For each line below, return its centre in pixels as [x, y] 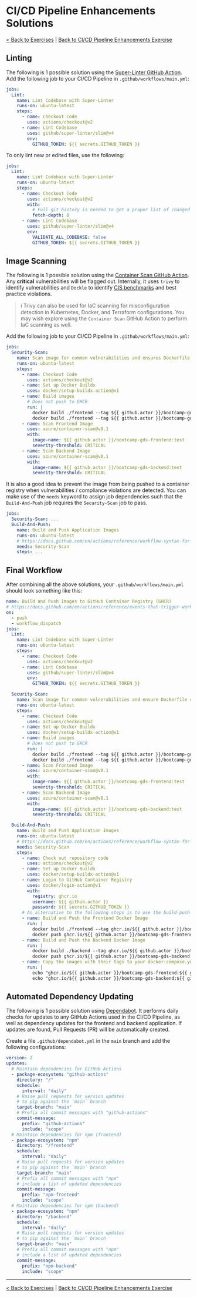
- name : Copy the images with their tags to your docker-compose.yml [108, 962]
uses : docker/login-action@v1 [64, 885]
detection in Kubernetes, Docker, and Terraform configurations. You [102, 312]
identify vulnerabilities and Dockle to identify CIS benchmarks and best [91, 288]
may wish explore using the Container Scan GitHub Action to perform [104, 318]
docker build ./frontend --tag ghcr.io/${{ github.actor [103, 929]
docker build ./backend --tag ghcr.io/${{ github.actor [102, 951]
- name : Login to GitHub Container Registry [77, 880]
